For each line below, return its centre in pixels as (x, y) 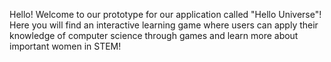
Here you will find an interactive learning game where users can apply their (164, 25)
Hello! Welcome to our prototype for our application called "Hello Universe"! (165, 14)
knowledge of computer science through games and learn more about (154, 35)
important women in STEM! (65, 46)
